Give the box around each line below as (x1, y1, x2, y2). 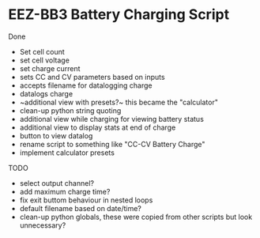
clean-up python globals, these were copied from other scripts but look (19, 212, 253, 221)
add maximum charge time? (19, 187, 111, 196)
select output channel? (19, 178, 95, 187)
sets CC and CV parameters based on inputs (19, 72, 165, 81)
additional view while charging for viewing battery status (19, 114, 204, 123)
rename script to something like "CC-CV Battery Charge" (19, 139, 205, 149)
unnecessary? (19, 220, 66, 230)
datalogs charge (19, 89, 73, 98)
